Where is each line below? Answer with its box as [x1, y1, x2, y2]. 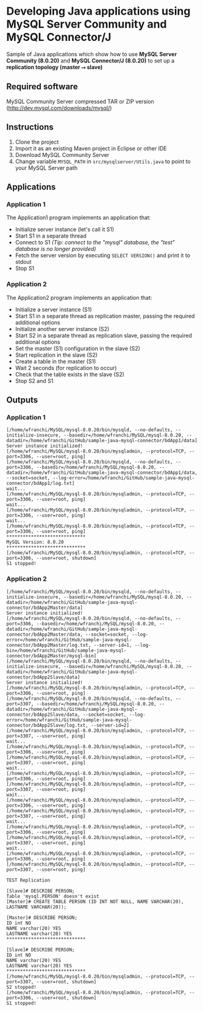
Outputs [6, 395, 38, 405]
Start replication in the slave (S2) [15, 351, 98, 359]
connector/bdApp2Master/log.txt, [6, 642, 91, 648]
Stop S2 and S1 [15, 377, 54, 384]
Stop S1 [15, 264, 35, 272]
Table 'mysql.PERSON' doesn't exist [6, 893, 99, 899]
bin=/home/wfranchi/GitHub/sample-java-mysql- [6, 647, 127, 653]
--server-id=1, [93, 642, 132, 648]
